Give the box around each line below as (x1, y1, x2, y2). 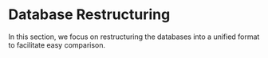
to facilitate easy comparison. (8, 40, 106, 49)
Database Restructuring (8, 6, 171, 24)
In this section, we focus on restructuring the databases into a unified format (8, 32, 260, 41)
